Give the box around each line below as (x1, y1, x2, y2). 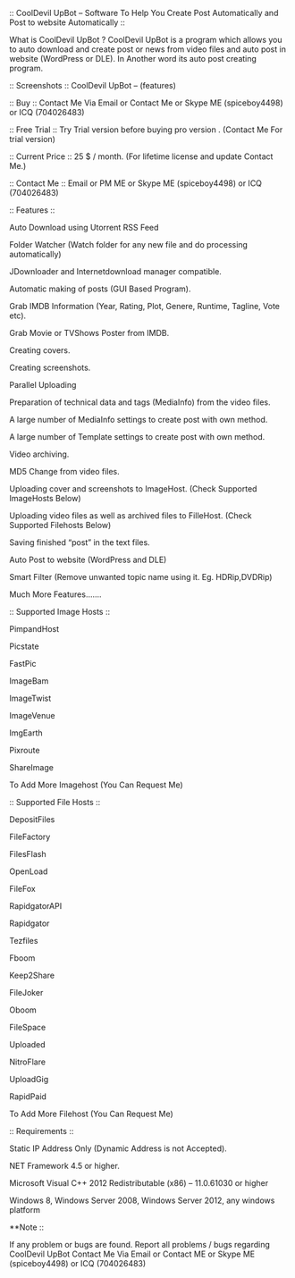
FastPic (9, 659, 38, 668)
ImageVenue (9, 710, 55, 720)
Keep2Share (9, 970, 55, 980)
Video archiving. (9, 449, 70, 459)
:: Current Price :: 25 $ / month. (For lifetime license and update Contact (9, 151, 274, 162)
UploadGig (9, 1074, 49, 1084)
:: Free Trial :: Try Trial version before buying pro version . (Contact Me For (9, 124, 283, 135)
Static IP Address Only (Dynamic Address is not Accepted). (9, 1143, 228, 1154)
